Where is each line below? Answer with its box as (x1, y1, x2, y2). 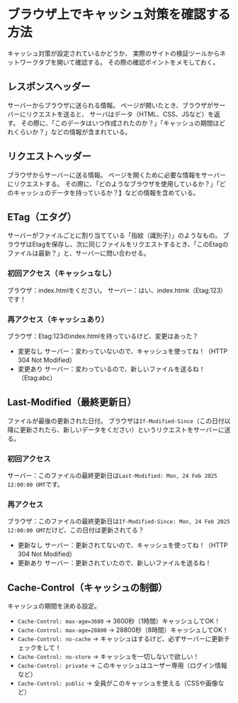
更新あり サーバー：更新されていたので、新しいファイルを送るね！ (17, 559, 212, 567)
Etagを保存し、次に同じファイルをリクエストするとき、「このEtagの (31, 240, 229, 249)
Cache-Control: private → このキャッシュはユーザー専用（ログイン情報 (17, 661, 228, 670)
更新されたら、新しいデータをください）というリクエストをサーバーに (19, 425, 225, 434)
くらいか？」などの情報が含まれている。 (13, 127, 132, 136)
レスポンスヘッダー (7, 81, 91, 93)
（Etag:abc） (17, 374, 57, 382)
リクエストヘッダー (7, 151, 91, 163)
